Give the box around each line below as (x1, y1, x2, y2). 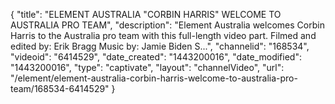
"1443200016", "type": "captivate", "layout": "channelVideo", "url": (10, 62, 285, 73)
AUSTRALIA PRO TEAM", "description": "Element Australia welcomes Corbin (10, 19, 325, 31)
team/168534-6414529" (10, 83, 110, 94)
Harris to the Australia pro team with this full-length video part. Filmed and (10, 30, 317, 41)
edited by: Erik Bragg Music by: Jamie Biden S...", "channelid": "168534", (10, 40, 310, 52)
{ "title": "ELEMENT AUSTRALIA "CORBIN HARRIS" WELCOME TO (10, 9, 282, 20)
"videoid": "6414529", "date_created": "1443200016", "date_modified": (10, 51, 302, 63)
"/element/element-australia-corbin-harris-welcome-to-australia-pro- (10, 72, 298, 84)
